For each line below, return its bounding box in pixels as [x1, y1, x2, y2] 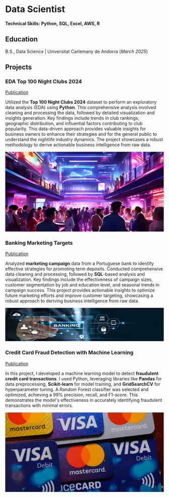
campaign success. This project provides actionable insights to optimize [5, 287, 155, 293]
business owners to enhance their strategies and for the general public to [5, 131, 157, 137]
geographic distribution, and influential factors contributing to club [5, 121, 143, 127]
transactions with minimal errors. [5, 402, 73, 408]
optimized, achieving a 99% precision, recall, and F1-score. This [5, 391, 138, 397]
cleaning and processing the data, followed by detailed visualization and [5, 110, 155, 116]
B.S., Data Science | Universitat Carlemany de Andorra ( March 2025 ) [5, 48, 148, 54]
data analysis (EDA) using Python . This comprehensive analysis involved [5, 105, 156, 111]
